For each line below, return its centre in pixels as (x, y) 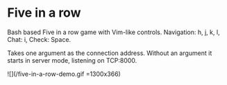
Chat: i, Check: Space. (39, 39)
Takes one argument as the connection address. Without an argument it (110, 53)
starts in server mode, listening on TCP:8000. (72, 60)
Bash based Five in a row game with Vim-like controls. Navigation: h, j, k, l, (113, 32)
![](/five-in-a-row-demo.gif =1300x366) (64, 74)
